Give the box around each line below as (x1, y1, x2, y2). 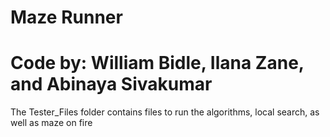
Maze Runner (10, 6, 123, 29)
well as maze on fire (10, 117, 93, 129)
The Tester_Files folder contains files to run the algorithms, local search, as (10, 106, 320, 118)
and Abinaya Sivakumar (10, 73, 213, 96)
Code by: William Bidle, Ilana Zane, (10, 52, 305, 75)
